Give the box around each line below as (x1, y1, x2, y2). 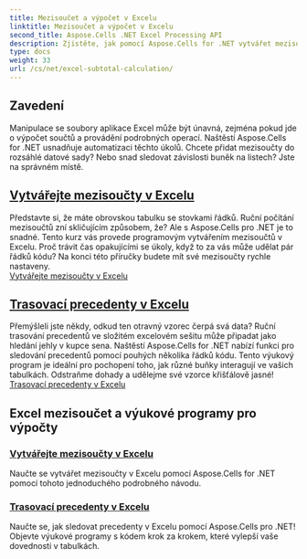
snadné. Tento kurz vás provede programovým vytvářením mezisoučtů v (9, 231, 283, 242)
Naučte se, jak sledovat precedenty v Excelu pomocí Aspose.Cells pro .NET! (9, 522, 296, 533)
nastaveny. (9, 260, 50, 271)
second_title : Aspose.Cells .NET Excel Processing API (9, 30, 223, 39)
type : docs (9, 47, 51, 57)
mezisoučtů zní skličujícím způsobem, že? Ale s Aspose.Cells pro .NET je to (9, 221, 294, 233)
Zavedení (9, 98, 65, 114)
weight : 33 (9, 56, 51, 65)
